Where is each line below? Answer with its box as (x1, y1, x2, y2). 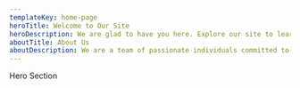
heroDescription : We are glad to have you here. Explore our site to (9, 29, 274, 38)
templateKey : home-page (9, 12, 98, 22)
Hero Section (9, 70, 58, 81)
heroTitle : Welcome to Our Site (9, 21, 129, 30)
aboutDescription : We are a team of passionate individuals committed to (9, 46, 290, 55)
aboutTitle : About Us (9, 37, 90, 47)
